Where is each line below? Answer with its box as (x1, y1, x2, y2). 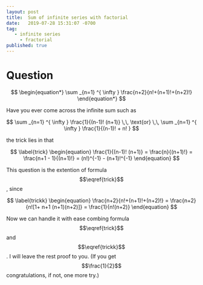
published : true (6, 43, 47, 49)
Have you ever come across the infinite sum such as (6, 106, 137, 114)
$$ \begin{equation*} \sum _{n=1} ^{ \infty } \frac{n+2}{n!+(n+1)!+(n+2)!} (10, 88, 193, 95)
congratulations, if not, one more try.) (6, 271, 100, 278)
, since (6, 185, 23, 192)
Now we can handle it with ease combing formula (6, 215, 130, 222)
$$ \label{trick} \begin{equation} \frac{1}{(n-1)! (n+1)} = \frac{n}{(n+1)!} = (10, 148, 193, 155)
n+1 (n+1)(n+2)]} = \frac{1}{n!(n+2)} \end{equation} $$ (41, 203, 178, 210)
